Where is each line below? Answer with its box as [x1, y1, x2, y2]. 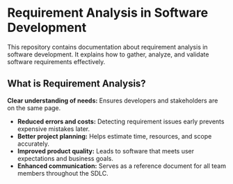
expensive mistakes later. [17, 124, 90, 133]
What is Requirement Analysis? [7, 78, 146, 90]
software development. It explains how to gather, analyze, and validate [7, 50, 209, 59]
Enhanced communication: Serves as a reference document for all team [17, 162, 226, 170]
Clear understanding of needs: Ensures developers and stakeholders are [7, 96, 218, 105]
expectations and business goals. [17, 154, 113, 162]
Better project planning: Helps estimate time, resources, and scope [17, 132, 212, 140]
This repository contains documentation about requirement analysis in [7, 43, 208, 51]
